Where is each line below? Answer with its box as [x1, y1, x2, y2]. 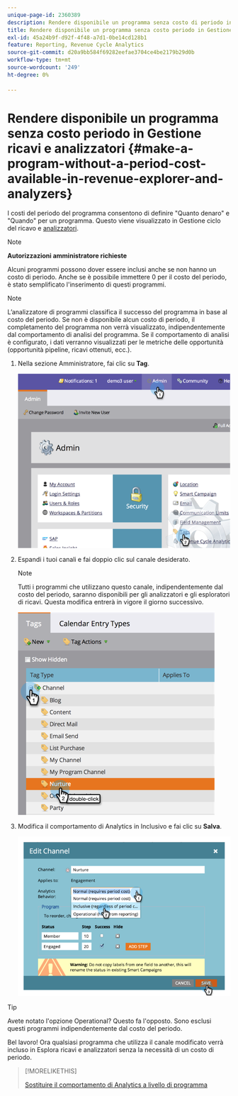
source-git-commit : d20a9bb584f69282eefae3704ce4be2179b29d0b [7, 49, 195, 56]
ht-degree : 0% [7, 71, 50, 78]
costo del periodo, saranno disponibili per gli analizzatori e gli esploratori [17, 589, 230, 599]
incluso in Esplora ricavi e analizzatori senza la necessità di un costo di [7, 1046, 215, 1054]
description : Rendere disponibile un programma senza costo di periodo [7, 18, 223, 26]
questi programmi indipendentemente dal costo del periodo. [7, 1024, 183, 1033]
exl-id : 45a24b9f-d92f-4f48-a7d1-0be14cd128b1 [7, 34, 147, 41]
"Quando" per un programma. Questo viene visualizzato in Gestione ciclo [7, 216, 221, 225]
